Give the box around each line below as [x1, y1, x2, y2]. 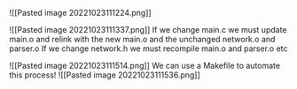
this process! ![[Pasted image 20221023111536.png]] [9, 70, 201, 80]
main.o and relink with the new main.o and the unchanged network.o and [9, 34, 276, 44]
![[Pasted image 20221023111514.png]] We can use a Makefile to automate [9, 61, 281, 70]
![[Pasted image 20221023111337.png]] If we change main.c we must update [9, 25, 287, 34]
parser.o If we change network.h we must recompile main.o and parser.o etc [9, 43, 288, 54]
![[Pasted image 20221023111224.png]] [9, 8, 152, 18]
